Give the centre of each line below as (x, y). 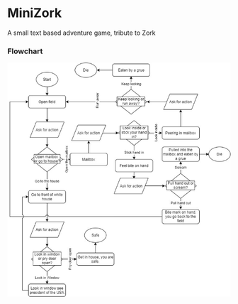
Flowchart (25, 51)
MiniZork (35, 13)
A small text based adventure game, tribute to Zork (81, 33)
